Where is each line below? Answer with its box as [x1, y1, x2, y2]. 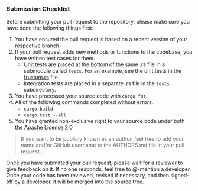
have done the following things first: [6, 24, 93, 31]
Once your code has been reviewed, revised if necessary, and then [6, 172, 170, 179]
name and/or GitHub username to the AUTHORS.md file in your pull [20, 141, 185, 149]
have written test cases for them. [14, 55, 96, 62]
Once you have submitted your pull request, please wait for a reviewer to [6, 159, 183, 167]
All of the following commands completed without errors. [14, 99, 154, 106]
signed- [170, 172, 190, 179]
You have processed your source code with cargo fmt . [14, 92, 148, 99]
